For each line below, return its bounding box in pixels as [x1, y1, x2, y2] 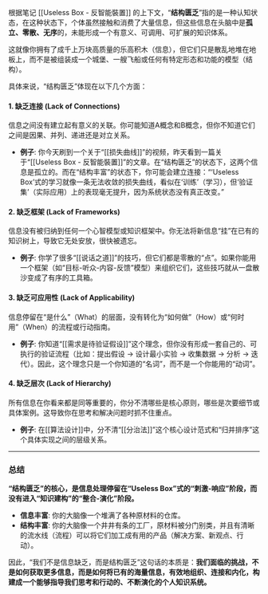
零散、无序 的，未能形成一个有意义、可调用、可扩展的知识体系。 [22, 28, 232, 37]
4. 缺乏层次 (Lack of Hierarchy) [8, 379, 112, 388]
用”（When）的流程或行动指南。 [8, 322, 115, 332]
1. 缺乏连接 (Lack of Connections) [8, 101, 120, 111]
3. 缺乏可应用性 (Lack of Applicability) [8, 293, 136, 302]
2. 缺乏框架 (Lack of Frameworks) [8, 207, 121, 216]
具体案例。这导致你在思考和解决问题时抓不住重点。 [8, 407, 176, 417]
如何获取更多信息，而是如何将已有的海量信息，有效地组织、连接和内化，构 [14, 568, 260, 577]
